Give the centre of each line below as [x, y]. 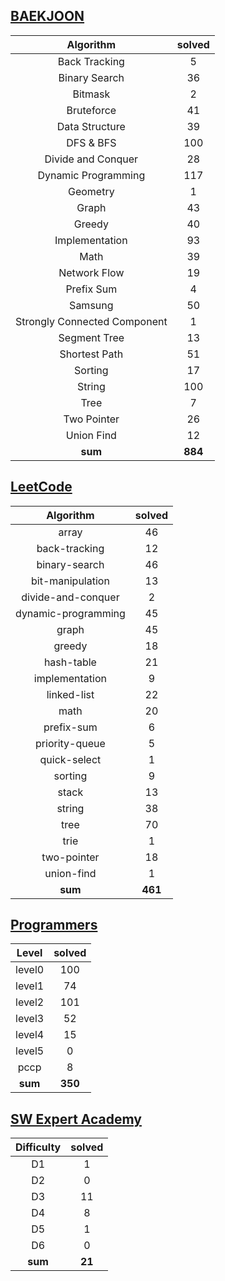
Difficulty [38, 1147]
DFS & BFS [91, 142]
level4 [30, 1035]
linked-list [70, 694]
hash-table [70, 662]
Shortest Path [91, 354]
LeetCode [41, 487]
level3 [30, 1019]
